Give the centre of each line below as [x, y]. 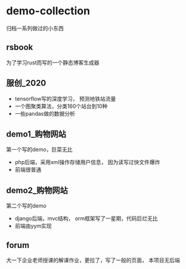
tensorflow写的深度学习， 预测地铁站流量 [65, 98]
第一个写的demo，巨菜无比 [39, 150]
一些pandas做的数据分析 [45, 113]
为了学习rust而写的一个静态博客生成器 [53, 62]
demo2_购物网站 [37, 190]
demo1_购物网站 [36, 134]
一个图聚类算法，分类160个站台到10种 [61, 106]
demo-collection [48, 11]
